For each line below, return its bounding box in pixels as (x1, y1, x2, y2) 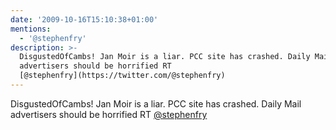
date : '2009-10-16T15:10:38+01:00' (10, 14, 159, 25)
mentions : (10, 24, 52, 34)
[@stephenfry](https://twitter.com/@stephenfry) (19, 71, 226, 81)
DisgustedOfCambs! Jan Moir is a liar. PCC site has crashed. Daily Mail (10, 97, 302, 110)
